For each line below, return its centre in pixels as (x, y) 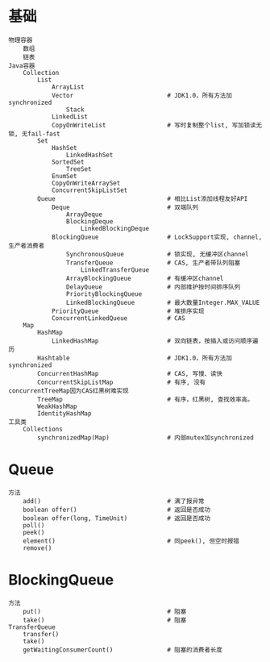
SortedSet (68, 162)
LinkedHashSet (89, 155)
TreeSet (79, 169)
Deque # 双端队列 (125, 207)
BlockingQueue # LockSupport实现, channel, (157, 237)
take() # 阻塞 (105, 620)
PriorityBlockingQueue (104, 294)
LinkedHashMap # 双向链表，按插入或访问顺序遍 (155, 341)
